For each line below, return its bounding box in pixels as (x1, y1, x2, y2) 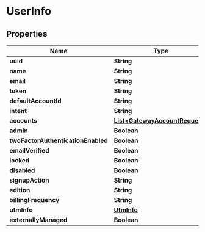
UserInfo (6, 4, 52, 18)
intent (9, 107, 27, 115)
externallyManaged (9, 216, 68, 224)
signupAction (9, 176, 49, 184)
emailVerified (9, 147, 49, 154)
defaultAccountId (9, 96, 62, 105)
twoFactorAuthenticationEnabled (9, 136, 108, 145)
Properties (6, 29, 48, 39)
